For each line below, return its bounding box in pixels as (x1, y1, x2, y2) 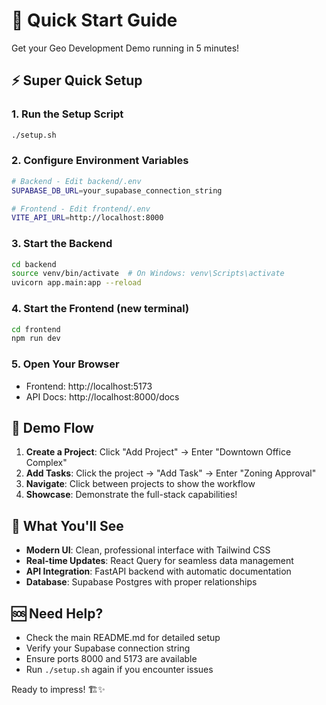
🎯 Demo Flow (11, 419, 94, 436)
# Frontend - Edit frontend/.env (11, 204, 151, 214)
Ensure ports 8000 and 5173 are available (25, 653, 198, 664)
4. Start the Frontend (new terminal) (11, 302, 190, 316)
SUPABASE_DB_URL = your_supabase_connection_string (11, 185, 223, 196)
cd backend (11, 259, 57, 269)
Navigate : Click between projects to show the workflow (25, 478, 256, 490)
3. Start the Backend (11, 237, 113, 251)
